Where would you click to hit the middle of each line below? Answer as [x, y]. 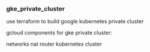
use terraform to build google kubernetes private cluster [75, 22]
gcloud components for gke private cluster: [59, 33]
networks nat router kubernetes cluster [54, 44]
